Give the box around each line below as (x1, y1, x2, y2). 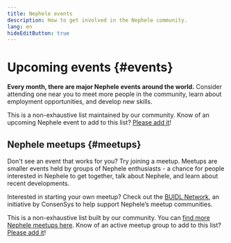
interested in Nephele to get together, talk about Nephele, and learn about (7, 172, 219, 180)
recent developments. (7, 179, 70, 187)
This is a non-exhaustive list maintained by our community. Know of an (7, 111, 209, 119)
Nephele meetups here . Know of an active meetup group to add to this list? (7, 221, 222, 229)
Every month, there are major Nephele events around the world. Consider (7, 83, 222, 91)
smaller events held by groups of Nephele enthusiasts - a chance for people (7, 164, 225, 173)
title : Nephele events (7, 10, 73, 17)
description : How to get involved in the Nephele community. (7, 17, 188, 24)
